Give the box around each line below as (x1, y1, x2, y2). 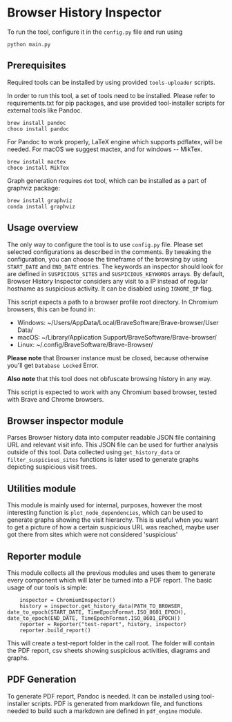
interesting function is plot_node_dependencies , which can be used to (7, 509, 204, 517)
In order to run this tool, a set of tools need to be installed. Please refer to (7, 91, 215, 99)
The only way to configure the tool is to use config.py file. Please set (7, 240, 204, 248)
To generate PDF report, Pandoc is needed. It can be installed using (7, 692, 200, 700)
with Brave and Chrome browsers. (7, 395, 104, 403)
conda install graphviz (7, 203, 76, 210)
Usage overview (7, 222, 79, 234)
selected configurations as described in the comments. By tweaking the (7, 247, 212, 256)
